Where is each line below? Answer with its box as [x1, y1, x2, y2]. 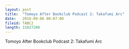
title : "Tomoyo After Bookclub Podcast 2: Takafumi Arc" [5, 12, 125, 16]
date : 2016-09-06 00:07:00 [5, 16, 64, 21]
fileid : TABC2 [5, 20, 34, 26]
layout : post [5, 7, 32, 12]
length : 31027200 [5, 25, 40, 30]
